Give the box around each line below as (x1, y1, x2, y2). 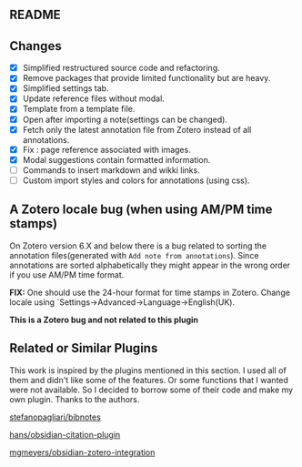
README (9, 7, 61, 23)
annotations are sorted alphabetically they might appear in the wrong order (9, 259, 291, 270)
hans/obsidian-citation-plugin (9, 429, 121, 440)
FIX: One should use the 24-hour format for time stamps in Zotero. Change (9, 287, 291, 298)
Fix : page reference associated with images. (22, 144, 191, 155)
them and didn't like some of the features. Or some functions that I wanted (9, 374, 289, 385)
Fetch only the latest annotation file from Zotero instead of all (22, 124, 252, 135)
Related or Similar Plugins (9, 340, 158, 356)
